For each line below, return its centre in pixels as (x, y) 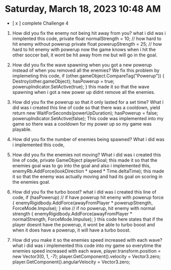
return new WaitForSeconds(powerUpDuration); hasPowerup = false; (85, 113)
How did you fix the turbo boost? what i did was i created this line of (84, 192)
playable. (22, 129)
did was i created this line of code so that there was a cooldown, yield (86, 107)
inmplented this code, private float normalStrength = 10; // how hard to (87, 38)
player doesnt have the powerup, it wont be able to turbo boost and (83, 224)
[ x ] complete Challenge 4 (40, 23)
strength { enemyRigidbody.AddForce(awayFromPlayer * (72, 214)
